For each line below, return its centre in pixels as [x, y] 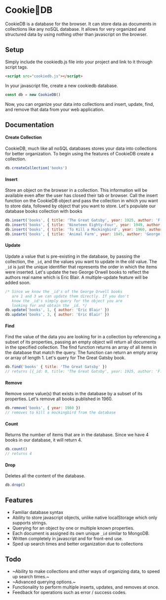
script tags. [17, 67]
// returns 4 [19, 454]
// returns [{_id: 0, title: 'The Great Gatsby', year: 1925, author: [79, 371]
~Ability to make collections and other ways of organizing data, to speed [86, 571]
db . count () [16, 449]
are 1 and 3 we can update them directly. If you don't [70, 296]
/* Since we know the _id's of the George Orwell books [64, 291]
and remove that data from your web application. [55, 109]
